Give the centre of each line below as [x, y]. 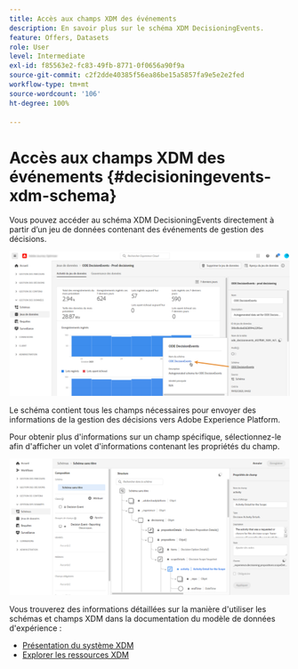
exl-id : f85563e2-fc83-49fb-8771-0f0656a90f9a [97, 66]
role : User [29, 47]
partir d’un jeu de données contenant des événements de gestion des [137, 230]
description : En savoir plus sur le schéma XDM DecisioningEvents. [137, 28]
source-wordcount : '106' [55, 93]
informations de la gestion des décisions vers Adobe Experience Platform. [145, 420]
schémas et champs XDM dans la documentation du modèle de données [142, 618]
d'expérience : [36, 628]
